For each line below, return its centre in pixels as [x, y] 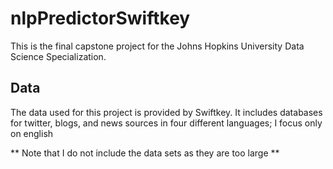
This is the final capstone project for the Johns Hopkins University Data [157, 46]
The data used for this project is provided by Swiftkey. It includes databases [166, 112]
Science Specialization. [58, 56]
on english [32, 133]
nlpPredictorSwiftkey [100, 18]
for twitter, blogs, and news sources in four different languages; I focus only [166, 123]
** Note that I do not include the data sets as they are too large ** [145, 153]
